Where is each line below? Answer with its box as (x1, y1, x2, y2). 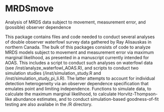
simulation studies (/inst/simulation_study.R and (5, 70, 101, 76)
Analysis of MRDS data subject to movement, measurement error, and (5, 19, 146, 25)
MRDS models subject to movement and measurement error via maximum (5, 49, 154, 55)
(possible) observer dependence (5, 24, 71, 30)
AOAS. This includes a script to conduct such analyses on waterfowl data (5, 60, 153, 66)
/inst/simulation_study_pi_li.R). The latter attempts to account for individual (5, 75, 155, 81)
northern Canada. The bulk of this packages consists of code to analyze (5, 44, 151, 50)
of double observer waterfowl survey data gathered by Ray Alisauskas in (5, 39, 152, 45)
